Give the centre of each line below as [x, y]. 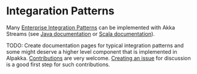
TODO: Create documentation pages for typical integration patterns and [95, 45]
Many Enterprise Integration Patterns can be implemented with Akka [91, 27]
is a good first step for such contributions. [58, 64]
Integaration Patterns [60, 11]
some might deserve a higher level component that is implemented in [92, 51]
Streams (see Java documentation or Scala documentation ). [80, 33]
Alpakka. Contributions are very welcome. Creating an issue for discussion [98, 58]
